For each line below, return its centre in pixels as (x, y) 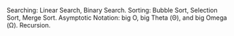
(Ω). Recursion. (29, 25)
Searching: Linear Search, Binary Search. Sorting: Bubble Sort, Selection (112, 10)
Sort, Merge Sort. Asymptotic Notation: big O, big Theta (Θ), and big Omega (117, 18)
